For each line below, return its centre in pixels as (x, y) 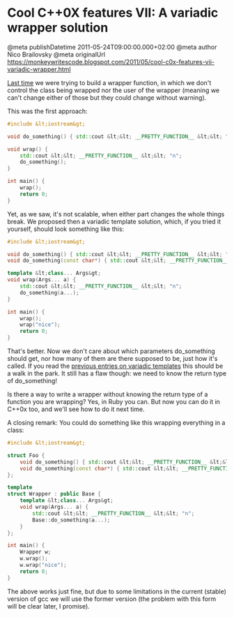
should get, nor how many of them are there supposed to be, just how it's (112, 359)
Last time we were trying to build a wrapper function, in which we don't (109, 82)
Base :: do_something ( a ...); (71, 520)
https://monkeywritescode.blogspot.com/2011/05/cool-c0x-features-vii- (111, 61)
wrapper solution (58, 28)
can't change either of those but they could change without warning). (107, 97)
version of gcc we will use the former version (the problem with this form (112, 599)
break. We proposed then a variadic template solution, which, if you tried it (114, 221)
